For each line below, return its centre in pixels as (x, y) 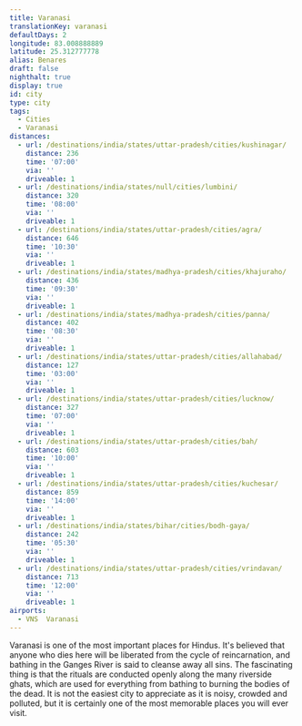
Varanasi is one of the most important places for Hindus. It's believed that (147, 645)
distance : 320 (52, 196)
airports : (28, 611)
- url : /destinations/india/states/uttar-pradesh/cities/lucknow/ (146, 399)
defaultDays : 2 (38, 35)
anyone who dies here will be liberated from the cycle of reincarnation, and (150, 654)
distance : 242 (52, 535)
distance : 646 (52, 238)
